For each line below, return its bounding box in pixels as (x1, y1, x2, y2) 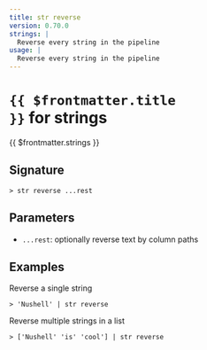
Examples (9, 259, 65, 275)
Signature (9, 163, 65, 178)
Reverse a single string (9, 283, 93, 293)
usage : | (9, 46, 42, 55)
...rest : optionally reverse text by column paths (21, 234, 199, 245)
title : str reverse (9, 12, 81, 22)
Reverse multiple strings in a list (9, 315, 126, 326)
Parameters (9, 210, 75, 226)
